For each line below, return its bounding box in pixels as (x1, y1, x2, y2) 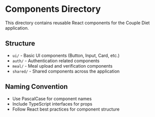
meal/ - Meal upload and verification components (12, 63, 113, 69)
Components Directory (5, 3, 101, 15)
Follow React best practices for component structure (12, 106, 120, 112)
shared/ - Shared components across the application (12, 68, 120, 74)
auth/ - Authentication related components (12, 58, 100, 64)
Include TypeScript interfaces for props (12, 101, 93, 107)
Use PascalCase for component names (12, 95, 92, 102)
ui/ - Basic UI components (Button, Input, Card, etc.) (12, 52, 120, 58)
